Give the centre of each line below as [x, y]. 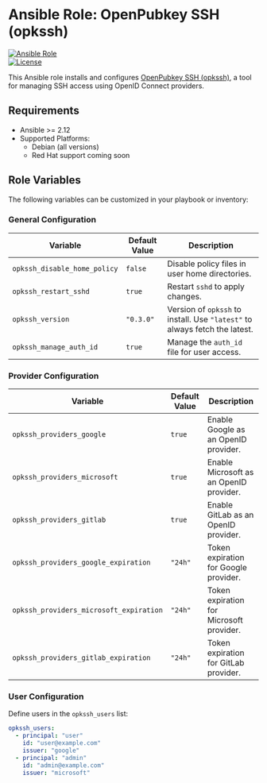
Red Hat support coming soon [81, 155]
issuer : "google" [51, 751]
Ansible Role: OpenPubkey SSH [114, 15]
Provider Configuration [54, 376]
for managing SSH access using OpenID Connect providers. [106, 86]
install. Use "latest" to [210, 319]
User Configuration [46, 696]
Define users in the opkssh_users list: [68, 714]
